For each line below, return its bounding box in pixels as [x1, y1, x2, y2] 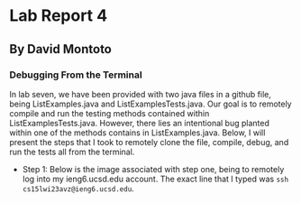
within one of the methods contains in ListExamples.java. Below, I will [9, 127, 266, 138]
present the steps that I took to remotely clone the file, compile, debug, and [9, 136, 289, 147]
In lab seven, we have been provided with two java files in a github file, [9, 88, 272, 99]
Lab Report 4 [9, 5, 108, 26]
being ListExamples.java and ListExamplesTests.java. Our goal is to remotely [9, 98, 292, 109]
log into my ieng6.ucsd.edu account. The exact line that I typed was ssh [22, 173, 289, 184]
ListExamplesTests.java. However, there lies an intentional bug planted [9, 117, 270, 128]
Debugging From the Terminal [9, 69, 142, 81]
